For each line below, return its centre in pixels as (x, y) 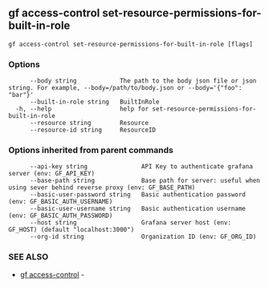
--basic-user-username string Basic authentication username (138, 209)
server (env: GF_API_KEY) (51, 174)
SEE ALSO (29, 257)
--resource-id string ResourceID (93, 130)
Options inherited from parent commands (91, 150)
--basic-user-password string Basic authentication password (138, 195)
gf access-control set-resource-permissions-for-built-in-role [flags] (130, 44)
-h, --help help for (82, 109)
